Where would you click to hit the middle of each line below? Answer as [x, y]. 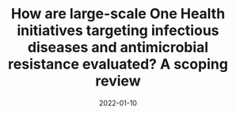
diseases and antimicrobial [118, 47]
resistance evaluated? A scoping [118, 65]
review [118, 81]
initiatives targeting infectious [118, 30]
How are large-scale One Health [118, 14]
